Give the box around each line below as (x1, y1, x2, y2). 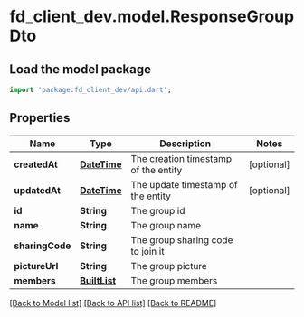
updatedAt (14, 183, 62, 196)
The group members (130, 274, 218, 286)
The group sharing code (130, 233, 233, 246)
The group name (130, 219, 202, 231)
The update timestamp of (130, 178, 238, 191)
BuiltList (80, 274, 117, 286)
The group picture (130, 259, 208, 272)
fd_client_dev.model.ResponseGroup (9, 6, 295, 27)
